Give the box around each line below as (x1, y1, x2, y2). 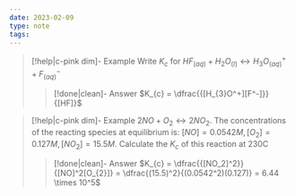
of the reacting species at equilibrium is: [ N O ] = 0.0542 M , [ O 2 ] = (30, 127, 271, 140)
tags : (9, 30, 30, 38)
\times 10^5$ (53, 176, 101, 188)
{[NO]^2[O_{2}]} (53, 167, 114, 178)
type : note (9, 21, 50, 30)
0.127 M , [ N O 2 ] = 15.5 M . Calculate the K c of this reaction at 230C (30, 138, 269, 151)
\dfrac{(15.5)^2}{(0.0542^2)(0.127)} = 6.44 (122, 167, 280, 178)
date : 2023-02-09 (9, 13, 74, 22)
